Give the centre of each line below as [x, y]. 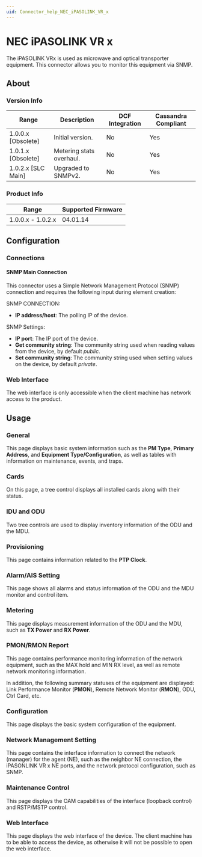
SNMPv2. [67, 176]
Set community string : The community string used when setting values [104, 358]
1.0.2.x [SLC [27, 168]
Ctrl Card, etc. [23, 695]
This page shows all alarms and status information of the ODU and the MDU [100, 588]
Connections [26, 258]
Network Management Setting [51, 740]
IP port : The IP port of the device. [57, 339]
